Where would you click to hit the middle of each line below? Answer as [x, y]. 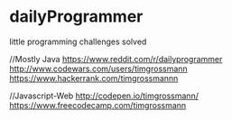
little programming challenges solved [78, 42]
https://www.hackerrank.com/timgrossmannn [94, 78]
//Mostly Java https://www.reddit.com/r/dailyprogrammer [116, 59]
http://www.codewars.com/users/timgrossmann [98, 69]
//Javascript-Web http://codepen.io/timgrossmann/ [104, 96]
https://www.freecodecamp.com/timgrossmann [98, 105]
